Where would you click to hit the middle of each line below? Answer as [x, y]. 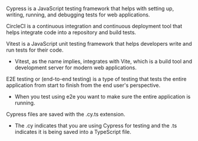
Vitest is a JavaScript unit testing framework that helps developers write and [99, 44]
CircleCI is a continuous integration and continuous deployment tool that [94, 26]
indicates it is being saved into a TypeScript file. [73, 132]
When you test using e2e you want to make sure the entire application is [103, 97]
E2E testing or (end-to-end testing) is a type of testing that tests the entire [96, 79]
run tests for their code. [35, 50]
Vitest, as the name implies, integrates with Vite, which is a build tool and [103, 61]
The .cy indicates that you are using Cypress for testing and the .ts [96, 125]
